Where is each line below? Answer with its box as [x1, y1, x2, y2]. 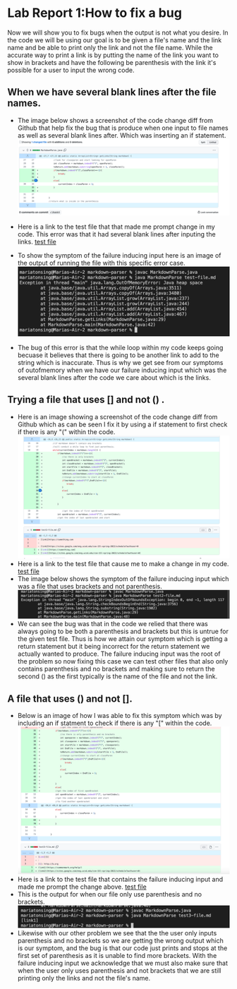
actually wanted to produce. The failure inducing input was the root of [17, 649, 221, 658]
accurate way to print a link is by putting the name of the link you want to [7, 51, 219, 59]
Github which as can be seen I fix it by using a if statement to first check [17, 420, 228, 428]
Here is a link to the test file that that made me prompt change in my [17, 222, 215, 231]
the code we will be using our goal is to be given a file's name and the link [7, 35, 222, 44]
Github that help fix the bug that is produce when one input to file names [17, 124, 229, 132]
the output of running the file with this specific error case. [17, 259, 186, 268]
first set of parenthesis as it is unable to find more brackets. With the [17, 951, 217, 959]
